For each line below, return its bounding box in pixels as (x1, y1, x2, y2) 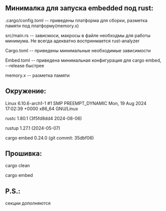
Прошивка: (5, 149, 42, 158)
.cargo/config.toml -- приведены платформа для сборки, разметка (5, 17, 148, 23)
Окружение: (5, 87, 46, 95)
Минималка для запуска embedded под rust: (5, 4, 153, 13)
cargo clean (5, 163, 30, 169)
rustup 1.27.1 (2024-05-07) (5, 125, 60, 131)
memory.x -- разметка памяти (5, 72, 70, 78)
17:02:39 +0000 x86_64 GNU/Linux (5, 105, 78, 112)
